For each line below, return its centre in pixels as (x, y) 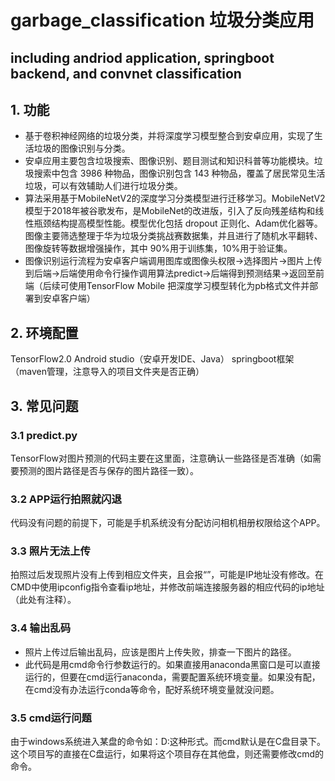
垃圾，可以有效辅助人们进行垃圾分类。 (103, 186)
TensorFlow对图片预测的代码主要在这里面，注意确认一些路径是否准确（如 (161, 458)
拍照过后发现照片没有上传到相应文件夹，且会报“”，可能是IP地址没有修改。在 (167, 575)
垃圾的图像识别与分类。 (82, 148)
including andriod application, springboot (142, 57)
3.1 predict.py (44, 435)
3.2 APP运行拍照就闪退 (66, 499)
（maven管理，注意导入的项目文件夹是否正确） (107, 372)
